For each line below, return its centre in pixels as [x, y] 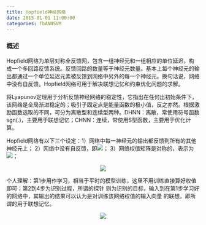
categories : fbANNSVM [34, 23]
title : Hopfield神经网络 [36, 12]
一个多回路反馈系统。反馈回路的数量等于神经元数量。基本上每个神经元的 [103, 68]
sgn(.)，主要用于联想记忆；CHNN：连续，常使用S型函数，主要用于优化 [96, 120]
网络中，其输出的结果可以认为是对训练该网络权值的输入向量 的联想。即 [101, 196]
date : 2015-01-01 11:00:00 [41, 18]
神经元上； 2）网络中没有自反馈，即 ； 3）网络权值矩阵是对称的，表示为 [100, 148]
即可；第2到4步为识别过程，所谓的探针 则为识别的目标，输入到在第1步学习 [100, 188]
